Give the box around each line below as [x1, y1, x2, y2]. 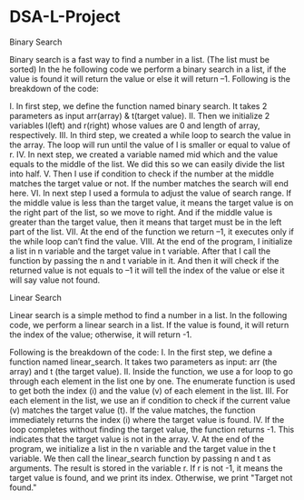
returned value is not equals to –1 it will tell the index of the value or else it [9, 265, 285, 275]
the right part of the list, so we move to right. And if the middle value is [9, 206, 273, 217]
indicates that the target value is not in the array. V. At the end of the [9, 434, 265, 445]
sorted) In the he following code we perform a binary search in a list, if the [9, 64, 287, 75]
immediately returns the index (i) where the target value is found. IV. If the [9, 414, 285, 425]
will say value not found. [9, 275, 101, 285]
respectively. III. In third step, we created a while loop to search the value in [9, 129, 291, 140]
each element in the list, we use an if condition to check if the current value [9, 395, 290, 405]
